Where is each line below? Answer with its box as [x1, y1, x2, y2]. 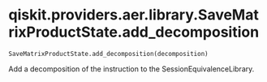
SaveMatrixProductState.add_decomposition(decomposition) [8, 50, 209, 58]
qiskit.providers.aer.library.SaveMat [8, 6, 260, 24]
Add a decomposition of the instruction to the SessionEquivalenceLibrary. [8, 63, 255, 74]
